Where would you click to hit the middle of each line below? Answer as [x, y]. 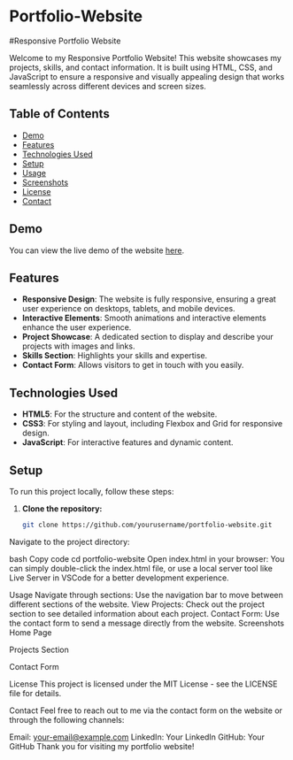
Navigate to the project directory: [69, 541]
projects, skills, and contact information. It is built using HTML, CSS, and [141, 67]
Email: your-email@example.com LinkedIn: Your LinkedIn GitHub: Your [137, 737]
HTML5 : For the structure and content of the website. [120, 414]
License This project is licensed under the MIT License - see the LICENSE [143, 684]
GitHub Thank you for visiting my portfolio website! [102, 746]
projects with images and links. [78, 346]
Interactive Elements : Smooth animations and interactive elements [144, 318]
